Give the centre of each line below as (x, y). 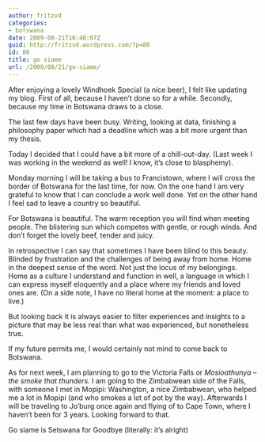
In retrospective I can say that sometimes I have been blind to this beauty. (128, 250)
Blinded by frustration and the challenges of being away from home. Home (130, 259)
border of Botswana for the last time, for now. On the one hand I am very (126, 186)
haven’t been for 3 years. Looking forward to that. (89, 414)
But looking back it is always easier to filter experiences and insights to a (127, 316)
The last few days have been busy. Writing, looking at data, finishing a (122, 122)
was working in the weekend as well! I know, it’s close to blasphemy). (121, 162)
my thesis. (25, 139)
